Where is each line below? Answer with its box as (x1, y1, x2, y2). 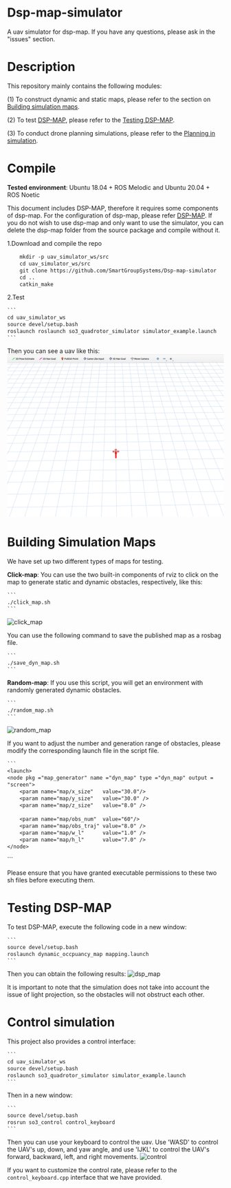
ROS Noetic (7, 191, 40, 199)
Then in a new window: (7, 1091, 73, 1099)
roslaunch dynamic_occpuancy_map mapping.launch (7, 951, 149, 957)
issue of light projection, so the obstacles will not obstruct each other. (7, 990, 205, 999)
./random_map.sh (7, 707, 54, 714)
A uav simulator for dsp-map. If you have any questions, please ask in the (7, 28, 215, 36)
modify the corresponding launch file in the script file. (7, 746, 159, 754)
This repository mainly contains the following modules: (7, 81, 162, 90)
